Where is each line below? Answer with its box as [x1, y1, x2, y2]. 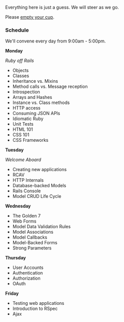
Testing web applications [12, 300, 64, 306]
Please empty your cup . [5, 14, 55, 20]
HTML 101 [12, 126, 33, 133]
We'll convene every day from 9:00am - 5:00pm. [5, 38, 106, 44]
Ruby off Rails [5, 58, 34, 64]
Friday [5, 290, 19, 297]
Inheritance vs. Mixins [12, 78, 58, 84]
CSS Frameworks [12, 137, 49, 143]
